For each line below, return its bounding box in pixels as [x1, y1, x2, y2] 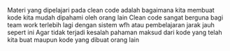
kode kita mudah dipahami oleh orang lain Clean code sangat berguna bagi [7, 13, 224, 22]
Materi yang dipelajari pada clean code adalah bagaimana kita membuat [7, 6, 215, 14]
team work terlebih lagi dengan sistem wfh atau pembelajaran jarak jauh [7, 21, 215, 29]
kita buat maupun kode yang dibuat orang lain [7, 36, 140, 44]
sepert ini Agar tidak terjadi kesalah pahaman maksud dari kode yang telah [7, 28, 222, 36]
